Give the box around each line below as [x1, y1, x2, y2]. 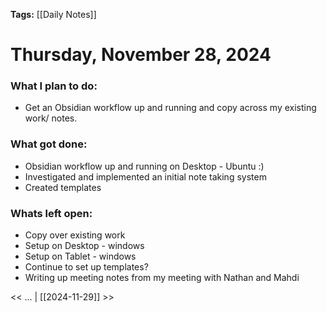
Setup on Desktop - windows [24, 240, 145, 252]
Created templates [24, 181, 102, 193]
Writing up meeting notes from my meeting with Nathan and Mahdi [24, 272, 300, 284]
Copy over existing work [24, 229, 126, 241]
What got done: [10, 137, 88, 151]
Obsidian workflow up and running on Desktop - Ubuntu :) [24, 160, 265, 172]
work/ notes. [24, 112, 78, 124]
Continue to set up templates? [24, 261, 149, 273]
